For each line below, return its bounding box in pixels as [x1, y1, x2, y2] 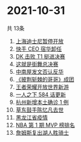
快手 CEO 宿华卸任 [15, 45, 62, 52]
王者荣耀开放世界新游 [15, 83, 69, 90]
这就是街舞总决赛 [15, 60, 59, 68]
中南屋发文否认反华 [15, 68, 64, 75]
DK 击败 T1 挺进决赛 [15, 52, 65, 60]
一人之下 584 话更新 [15, 91, 66, 98]
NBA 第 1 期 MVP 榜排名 [15, 121, 75, 129]
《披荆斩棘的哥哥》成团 [15, 76, 74, 83]
